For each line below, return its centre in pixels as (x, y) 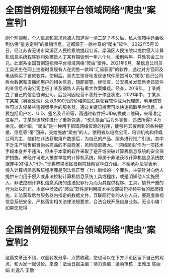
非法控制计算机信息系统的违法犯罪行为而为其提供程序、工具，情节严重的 (89, 182)
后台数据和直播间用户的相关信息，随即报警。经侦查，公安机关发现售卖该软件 (84, 82)
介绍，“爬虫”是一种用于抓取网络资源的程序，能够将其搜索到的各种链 (93, 126)
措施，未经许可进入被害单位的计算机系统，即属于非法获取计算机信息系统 (84, 157)
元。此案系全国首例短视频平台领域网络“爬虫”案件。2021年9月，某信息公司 (82, 63)
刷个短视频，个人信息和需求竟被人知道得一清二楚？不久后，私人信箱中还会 (82, 38)
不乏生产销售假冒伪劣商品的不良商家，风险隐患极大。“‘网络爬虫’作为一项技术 (84, 145)
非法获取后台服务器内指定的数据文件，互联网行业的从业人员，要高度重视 (89, 195)
